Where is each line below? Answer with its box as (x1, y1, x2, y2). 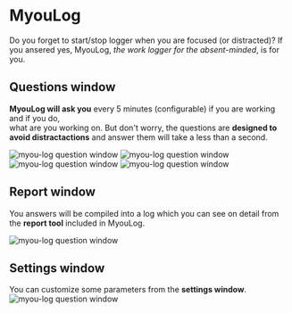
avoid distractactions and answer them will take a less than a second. (9, 131, 268, 143)
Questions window (9, 79, 116, 95)
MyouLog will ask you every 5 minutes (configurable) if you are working (9, 103, 275, 114)
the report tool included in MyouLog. (9, 218, 146, 228)
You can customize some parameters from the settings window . (9, 284, 247, 295)
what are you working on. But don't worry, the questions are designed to (9, 122, 278, 133)
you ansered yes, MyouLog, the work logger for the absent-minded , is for (9, 44, 279, 54)
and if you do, (9, 112, 61, 123)
